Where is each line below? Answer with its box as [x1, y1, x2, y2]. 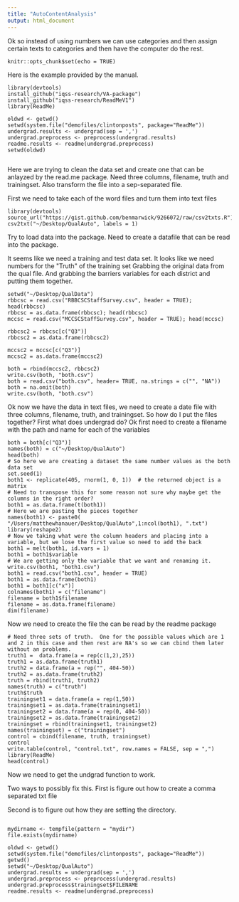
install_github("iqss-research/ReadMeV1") [7, 97, 135, 104]
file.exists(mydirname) [7, 832, 78, 839]
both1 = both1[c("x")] [7, 582, 75, 589]
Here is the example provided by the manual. [7, 70, 139, 79]
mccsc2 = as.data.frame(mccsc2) [7, 353, 103, 360]
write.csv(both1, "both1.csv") [7, 563, 100, 571]
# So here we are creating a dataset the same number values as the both [7, 457, 231, 465]
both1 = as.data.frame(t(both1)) [7, 501, 107, 509]
